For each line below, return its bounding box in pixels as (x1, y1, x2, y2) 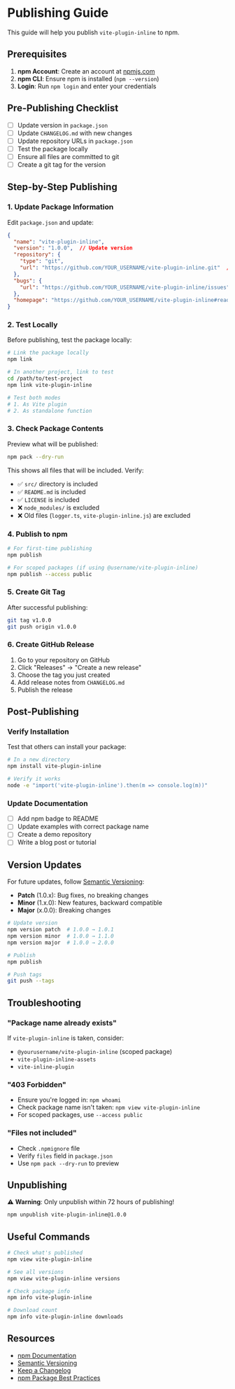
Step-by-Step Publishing (7, 181, 117, 193)
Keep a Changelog (17, 1366, 71, 1374)
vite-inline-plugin (17, 1063, 75, 1070)
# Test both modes (7, 394, 61, 401)
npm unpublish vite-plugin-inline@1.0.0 (7, 1211, 127, 1219)
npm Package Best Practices (17, 1374, 101, 1382)
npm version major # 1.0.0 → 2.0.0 (7, 939, 114, 946)
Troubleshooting (7, 997, 82, 1008)
